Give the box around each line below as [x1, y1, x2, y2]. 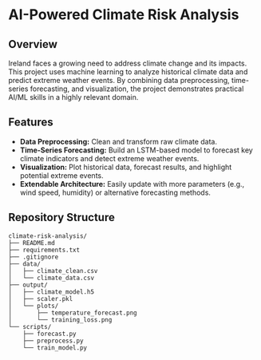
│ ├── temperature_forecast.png [8, 309, 137, 317]
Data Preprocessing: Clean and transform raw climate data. [19, 136, 218, 146]
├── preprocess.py [22, 337, 84, 345]
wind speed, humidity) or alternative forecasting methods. [19, 188, 212, 197]
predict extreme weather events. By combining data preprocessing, [8, 76, 230, 85]
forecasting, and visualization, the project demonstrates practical [30, 84, 244, 93]
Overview [8, 38, 58, 51]
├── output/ [8, 281, 48, 289]
